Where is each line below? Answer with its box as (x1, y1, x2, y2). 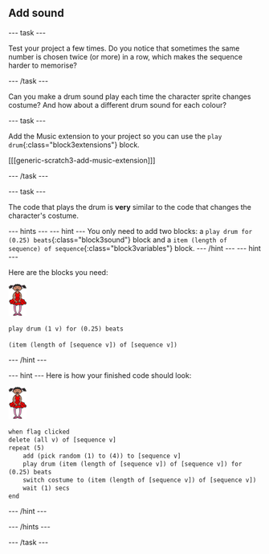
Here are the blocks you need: (8, 267, 108, 277)
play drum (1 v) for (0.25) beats (8, 325, 124, 333)
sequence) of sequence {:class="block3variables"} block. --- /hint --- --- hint (8, 243, 261, 252)
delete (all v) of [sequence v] (8, 436, 116, 444)
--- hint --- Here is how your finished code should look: (8, 370, 192, 380)
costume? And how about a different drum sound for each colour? (8, 100, 227, 109)
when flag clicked (8, 428, 70, 436)
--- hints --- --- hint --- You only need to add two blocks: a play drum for (8, 226, 253, 236)
